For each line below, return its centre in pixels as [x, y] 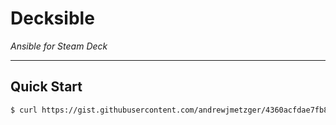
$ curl [24, 110]
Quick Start [46, 87]
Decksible [52, 18]
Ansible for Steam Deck [59, 46]
